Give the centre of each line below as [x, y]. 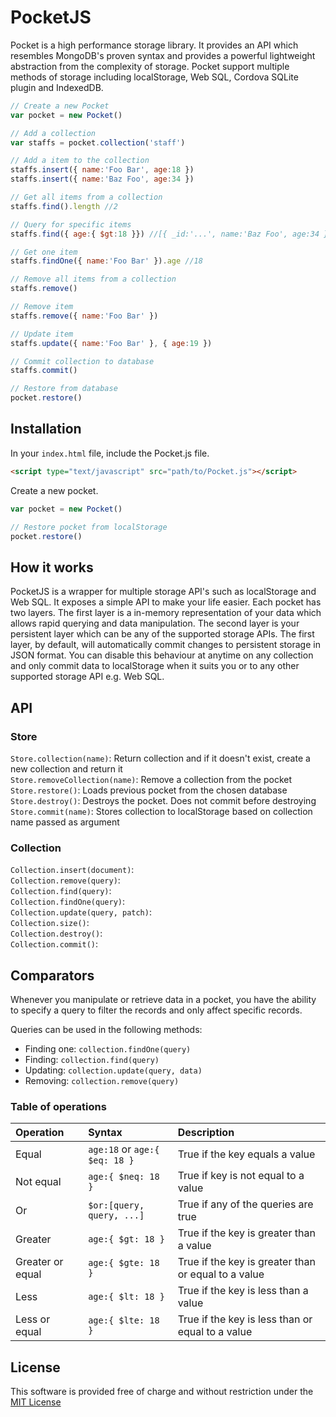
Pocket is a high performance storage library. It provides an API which [154, 45]
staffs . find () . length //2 [64, 206]
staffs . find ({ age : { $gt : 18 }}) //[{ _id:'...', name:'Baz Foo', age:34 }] [171, 234]
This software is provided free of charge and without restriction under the [162, 1392]
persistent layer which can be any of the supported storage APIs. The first [162, 634]
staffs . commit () [44, 371]
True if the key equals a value [246, 1154]
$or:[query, [116, 1205]
